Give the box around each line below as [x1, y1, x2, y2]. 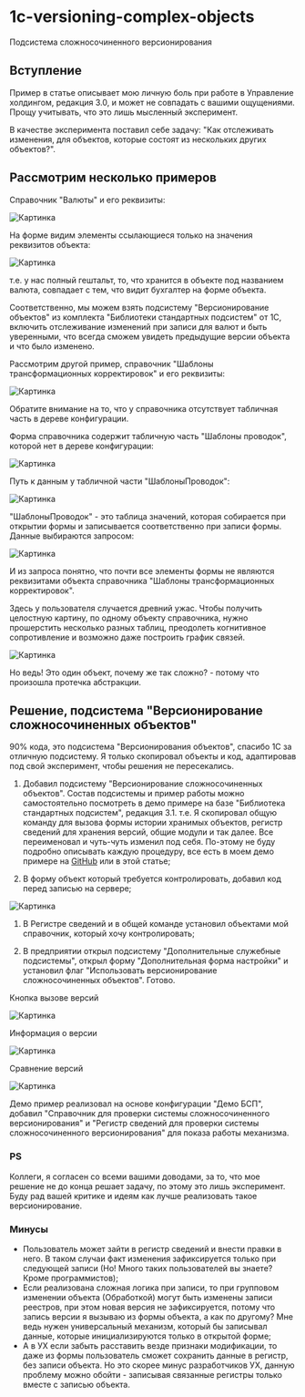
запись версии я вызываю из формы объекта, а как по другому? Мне [22, 1310, 294, 1322]
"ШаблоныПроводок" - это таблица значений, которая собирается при [9, 510, 287, 521]
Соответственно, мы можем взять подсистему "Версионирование [9, 302, 269, 313]
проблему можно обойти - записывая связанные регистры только [22, 1369, 282, 1380]
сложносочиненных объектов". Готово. [22, 975, 176, 986]
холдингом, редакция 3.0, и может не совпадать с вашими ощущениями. [9, 97, 296, 108]
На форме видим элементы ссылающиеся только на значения [9, 230, 253, 241]
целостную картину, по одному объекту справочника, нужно [9, 612, 249, 623]
